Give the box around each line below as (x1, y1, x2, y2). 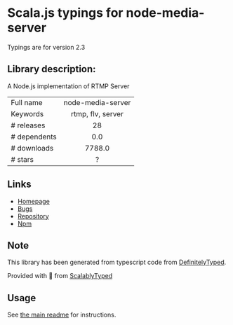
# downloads (11, 143, 54, 153)
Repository (17, 212, 49, 220)
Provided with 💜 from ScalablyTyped (7, 272, 113, 280)
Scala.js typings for (7, 5, 124, 21)
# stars (11, 154, 34, 164)
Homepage (17, 197, 51, 205)
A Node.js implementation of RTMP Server (7, 82, 130, 90)
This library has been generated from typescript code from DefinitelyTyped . (7, 258, 227, 267)
